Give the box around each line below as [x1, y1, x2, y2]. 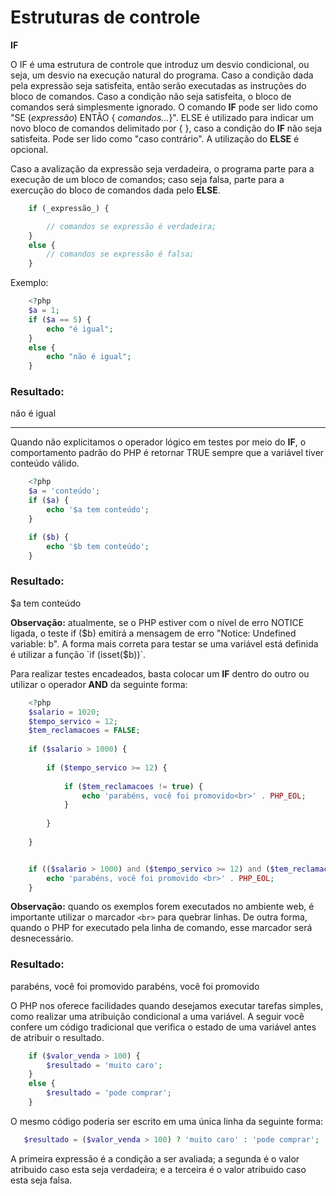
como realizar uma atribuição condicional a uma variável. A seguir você [10, 1010, 305, 1022]
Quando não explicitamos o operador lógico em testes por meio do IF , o [10, 436, 307, 448]
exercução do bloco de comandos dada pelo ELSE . [10, 184, 221, 196]
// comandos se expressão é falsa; [46, 249, 195, 260]
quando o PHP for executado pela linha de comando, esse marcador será [10, 922, 313, 934]
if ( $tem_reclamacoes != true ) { [63, 781, 203, 791]
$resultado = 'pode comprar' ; [46, 1088, 172, 1098]
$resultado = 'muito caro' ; [46, 1060, 163, 1070]
